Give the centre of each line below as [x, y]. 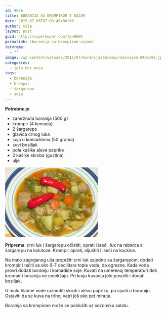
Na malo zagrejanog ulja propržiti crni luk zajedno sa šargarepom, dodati [79, 260]
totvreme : [15, 47]
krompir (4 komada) [32, 123]
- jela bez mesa [26, 68]
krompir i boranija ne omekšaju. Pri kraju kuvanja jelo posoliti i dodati [75, 275]
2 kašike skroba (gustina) [38, 155]
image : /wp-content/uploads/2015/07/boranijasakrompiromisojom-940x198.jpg [85, 57]
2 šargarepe [24, 129]
